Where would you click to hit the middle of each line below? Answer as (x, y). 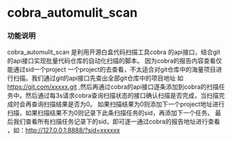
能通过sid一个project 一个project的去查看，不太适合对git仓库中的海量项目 (112, 69)
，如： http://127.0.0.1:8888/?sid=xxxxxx (64, 131)
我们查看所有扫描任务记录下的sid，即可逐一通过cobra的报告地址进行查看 (116, 122)
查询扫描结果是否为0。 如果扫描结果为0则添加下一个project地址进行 (128, 104)
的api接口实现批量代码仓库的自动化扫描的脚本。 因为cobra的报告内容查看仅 (115, 61)
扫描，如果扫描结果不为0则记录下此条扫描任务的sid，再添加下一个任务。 (110, 113)
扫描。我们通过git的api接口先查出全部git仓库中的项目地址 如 (98, 78)
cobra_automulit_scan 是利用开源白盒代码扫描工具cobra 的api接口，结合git (114, 52)
